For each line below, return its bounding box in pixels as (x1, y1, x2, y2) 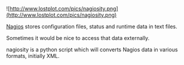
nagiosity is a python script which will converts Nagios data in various (6, 46, 178, 53)
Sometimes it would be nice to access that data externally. (6, 35, 150, 41)
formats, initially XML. (6, 52, 60, 59)
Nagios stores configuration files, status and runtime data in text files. (6, 23, 177, 30)
